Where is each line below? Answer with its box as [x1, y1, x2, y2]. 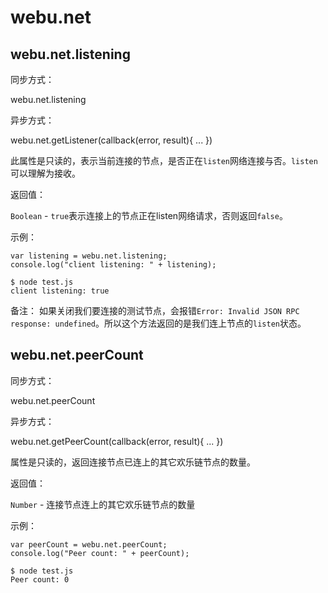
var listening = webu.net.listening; [10, 251, 168, 261]
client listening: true [10, 286, 110, 296]
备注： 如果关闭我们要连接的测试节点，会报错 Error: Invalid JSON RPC [10, 305, 300, 316]
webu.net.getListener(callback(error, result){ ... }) [10, 134, 213, 146]
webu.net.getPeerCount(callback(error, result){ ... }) [10, 435, 224, 447]
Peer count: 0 [10, 574, 70, 585]
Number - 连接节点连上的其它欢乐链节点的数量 [10, 498, 196, 510]
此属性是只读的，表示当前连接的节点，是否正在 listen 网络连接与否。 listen [10, 155, 318, 166]
